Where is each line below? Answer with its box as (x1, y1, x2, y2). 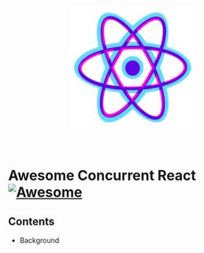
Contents (8, 214, 55, 228)
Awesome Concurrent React (8, 167, 197, 184)
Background (19, 236, 60, 245)
